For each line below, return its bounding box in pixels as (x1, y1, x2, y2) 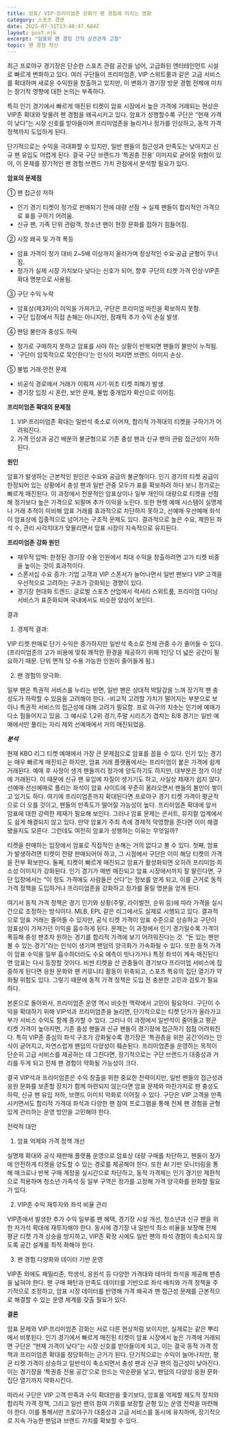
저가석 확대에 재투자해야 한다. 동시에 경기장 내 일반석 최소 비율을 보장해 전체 (14, 1224, 217, 1231)
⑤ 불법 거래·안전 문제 (7, 365, 67, 373)
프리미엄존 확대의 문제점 (7, 403, 71, 411)
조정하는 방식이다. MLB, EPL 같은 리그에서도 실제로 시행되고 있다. (25, 907, 201, 915)
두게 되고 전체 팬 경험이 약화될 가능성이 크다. (19, 1059, 139, 1067)
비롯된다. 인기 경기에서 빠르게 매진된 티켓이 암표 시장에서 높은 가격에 (19, 1334, 203, 1341)
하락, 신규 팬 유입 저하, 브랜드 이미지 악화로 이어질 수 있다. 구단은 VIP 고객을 (7, 1091, 210, 1098)
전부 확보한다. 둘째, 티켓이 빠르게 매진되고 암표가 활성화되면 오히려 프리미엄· (14, 858, 217, 866)
